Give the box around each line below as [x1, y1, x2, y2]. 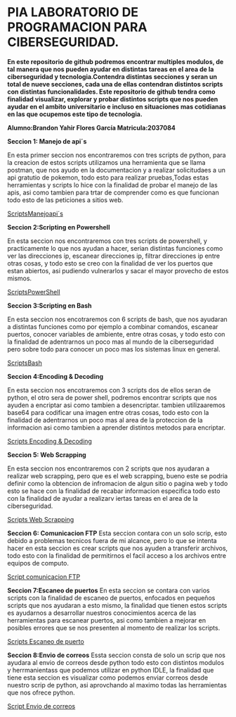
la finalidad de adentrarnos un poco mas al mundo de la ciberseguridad [7, 337, 214, 346]
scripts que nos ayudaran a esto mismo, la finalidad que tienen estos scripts [7, 601, 228, 609]
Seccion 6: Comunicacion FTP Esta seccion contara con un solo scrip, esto [7, 529, 227, 537]
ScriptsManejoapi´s [7, 209, 63, 218]
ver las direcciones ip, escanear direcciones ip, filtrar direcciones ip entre [7, 251, 220, 260]
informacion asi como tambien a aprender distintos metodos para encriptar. [7, 423, 226, 432]
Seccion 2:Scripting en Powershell [7, 223, 110, 231]
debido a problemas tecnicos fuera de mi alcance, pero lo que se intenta [7, 536, 217, 544]
